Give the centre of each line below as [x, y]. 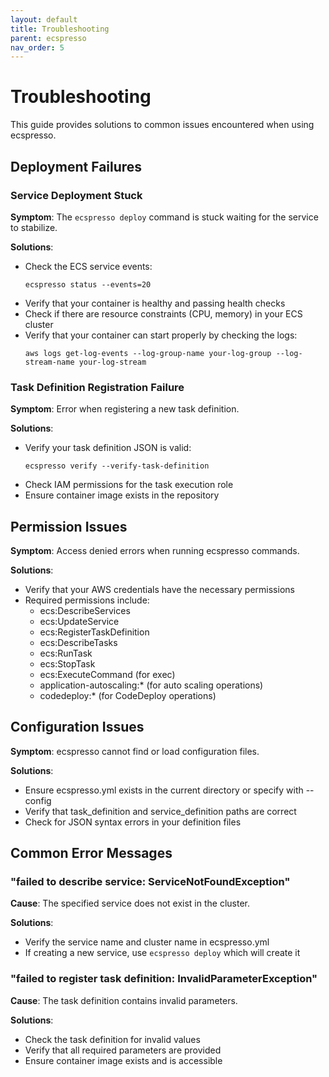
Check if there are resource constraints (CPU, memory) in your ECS [163, 313]
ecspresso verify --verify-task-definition [117, 466]
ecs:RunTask [66, 653]
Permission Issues [69, 526]
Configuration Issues [77, 727]
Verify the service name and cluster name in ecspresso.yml [147, 942]
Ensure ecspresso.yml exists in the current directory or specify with [164, 790]
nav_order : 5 [37, 47]
